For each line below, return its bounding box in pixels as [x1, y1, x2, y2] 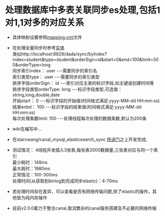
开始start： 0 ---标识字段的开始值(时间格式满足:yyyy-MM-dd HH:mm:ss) [12, 98, 160, 104]
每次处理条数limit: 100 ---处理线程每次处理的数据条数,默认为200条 [12, 115, 147, 121]
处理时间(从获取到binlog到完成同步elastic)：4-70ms [12, 178, 118, 184]
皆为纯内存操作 [16, 194, 47, 201]
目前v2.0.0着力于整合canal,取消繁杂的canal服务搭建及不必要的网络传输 [12, 205, 157, 211]
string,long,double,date [12, 92, 60, 98]
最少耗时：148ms [12, 159, 48, 165]
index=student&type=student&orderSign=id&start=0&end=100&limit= [12, 56, 154, 62]
